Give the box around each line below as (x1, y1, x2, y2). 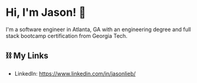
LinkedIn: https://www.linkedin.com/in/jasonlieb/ (14, 70, 136, 77)
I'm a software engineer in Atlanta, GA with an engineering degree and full (5, 26, 192, 33)
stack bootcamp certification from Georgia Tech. (5, 32, 128, 39)
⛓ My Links (5, 51, 49, 61)
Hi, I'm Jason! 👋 (5, 5, 86, 20)
